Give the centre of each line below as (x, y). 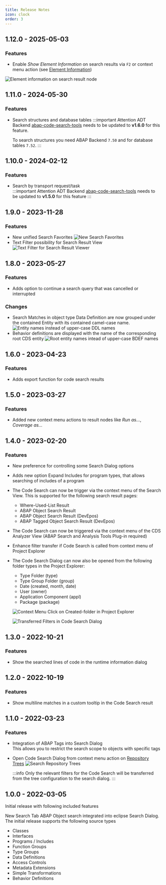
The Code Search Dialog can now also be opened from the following (82, 561)
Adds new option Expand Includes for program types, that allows (79, 475)
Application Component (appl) (51, 597)
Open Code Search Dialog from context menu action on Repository (81, 758)
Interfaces (23, 836)
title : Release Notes (28, 10)
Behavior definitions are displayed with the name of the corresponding (84, 333)
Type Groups (26, 852)
